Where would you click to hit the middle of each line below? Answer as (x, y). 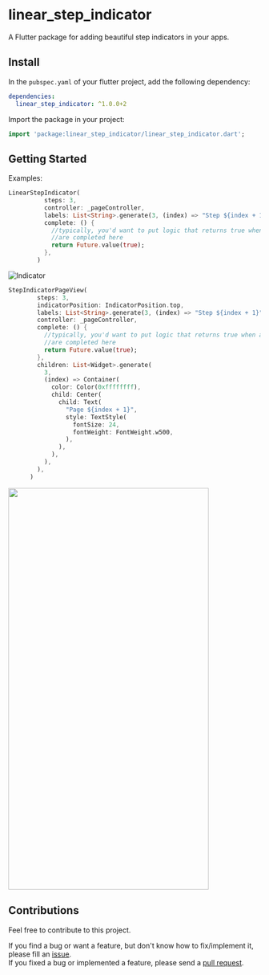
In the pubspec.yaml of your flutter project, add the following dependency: (129, 81)
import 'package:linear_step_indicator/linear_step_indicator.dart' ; (127, 134)
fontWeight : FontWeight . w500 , (123, 432)
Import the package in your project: (66, 119)
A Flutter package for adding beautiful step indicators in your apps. (119, 37)
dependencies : (32, 96)
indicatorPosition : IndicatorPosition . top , (110, 305)
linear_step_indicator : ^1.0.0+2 (71, 104)
